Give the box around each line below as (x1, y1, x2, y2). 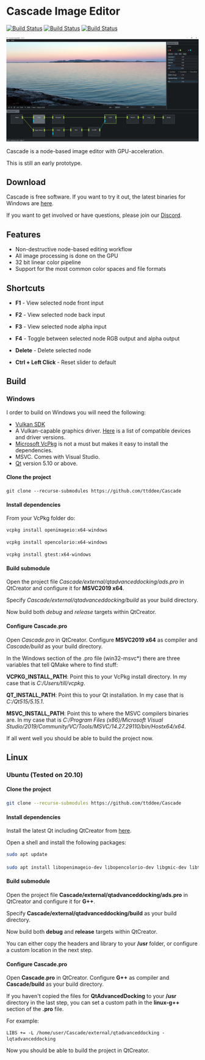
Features (6, 229, 41, 240)
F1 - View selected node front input (15, 299, 104, 307)
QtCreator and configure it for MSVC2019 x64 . (6, 585, 124, 592)
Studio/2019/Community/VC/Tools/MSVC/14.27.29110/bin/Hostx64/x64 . (6, 722, 186, 730)
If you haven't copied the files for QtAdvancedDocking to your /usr (6, 993, 177, 1000)
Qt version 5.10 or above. (15, 460, 78, 467)
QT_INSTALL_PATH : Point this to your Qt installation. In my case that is (6, 691, 184, 698)
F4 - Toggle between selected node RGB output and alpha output (15, 335, 180, 343)
